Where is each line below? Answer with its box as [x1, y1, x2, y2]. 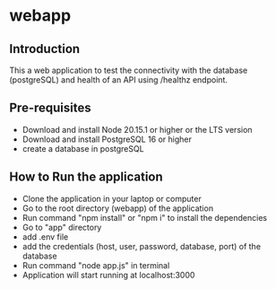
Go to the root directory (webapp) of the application [22, 203, 213, 214]
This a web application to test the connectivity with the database [9, 65, 248, 75]
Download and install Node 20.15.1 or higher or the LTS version [22, 124, 253, 135]
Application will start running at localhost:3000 [22, 269, 195, 280]
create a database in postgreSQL [22, 143, 145, 153]
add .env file [22, 231, 69, 242]
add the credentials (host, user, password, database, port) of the [22, 241, 262, 251]
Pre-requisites [9, 101, 91, 116]
